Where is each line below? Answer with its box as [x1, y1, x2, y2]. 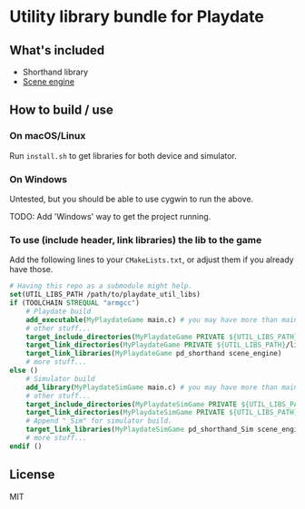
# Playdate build [25, 307, 92, 316]
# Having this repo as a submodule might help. [9, 281, 193, 291]
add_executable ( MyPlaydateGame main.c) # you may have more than [25, 315, 279, 324]
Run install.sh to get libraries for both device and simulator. [9, 150, 238, 161]
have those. [9, 264, 54, 275]
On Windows [9, 172, 68, 185]
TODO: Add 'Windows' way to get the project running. [9, 210, 212, 221]
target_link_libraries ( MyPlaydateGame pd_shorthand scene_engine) [25, 349, 282, 358]
